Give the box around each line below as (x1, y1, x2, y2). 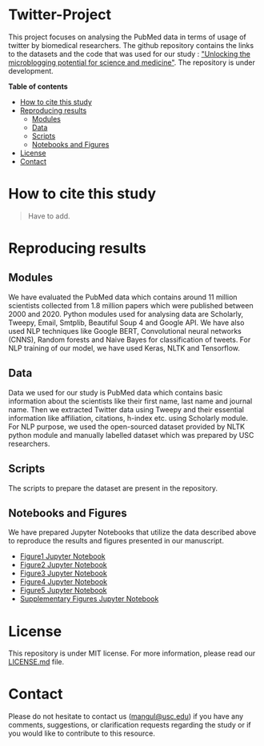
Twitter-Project (8, 6, 112, 24)
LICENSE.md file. (8, 657, 65, 667)
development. (8, 66, 54, 75)
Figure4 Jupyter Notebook (19, 577, 108, 587)
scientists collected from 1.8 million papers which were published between (8, 300, 254, 310)
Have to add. (27, 211, 70, 221)
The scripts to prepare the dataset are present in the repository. (8, 483, 218, 493)
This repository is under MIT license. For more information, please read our (8, 648, 256, 658)
